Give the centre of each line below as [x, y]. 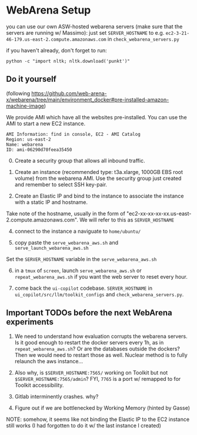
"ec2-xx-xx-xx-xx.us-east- [159, 213]
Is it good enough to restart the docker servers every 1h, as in [89, 342]
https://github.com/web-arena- [69, 93]
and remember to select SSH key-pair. [61, 184]
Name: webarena [25, 145]
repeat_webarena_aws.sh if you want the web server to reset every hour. [101, 276]
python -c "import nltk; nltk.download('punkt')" [68, 61]
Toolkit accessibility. [39, 385]
